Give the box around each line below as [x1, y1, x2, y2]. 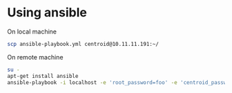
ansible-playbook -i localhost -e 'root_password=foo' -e [7, 79, 177, 86]
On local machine [7, 27, 57, 36]
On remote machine [7, 53, 64, 61]
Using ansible [7, 5, 88, 21]
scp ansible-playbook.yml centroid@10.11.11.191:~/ [7, 40, 159, 47]
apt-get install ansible [7, 72, 79, 79]
